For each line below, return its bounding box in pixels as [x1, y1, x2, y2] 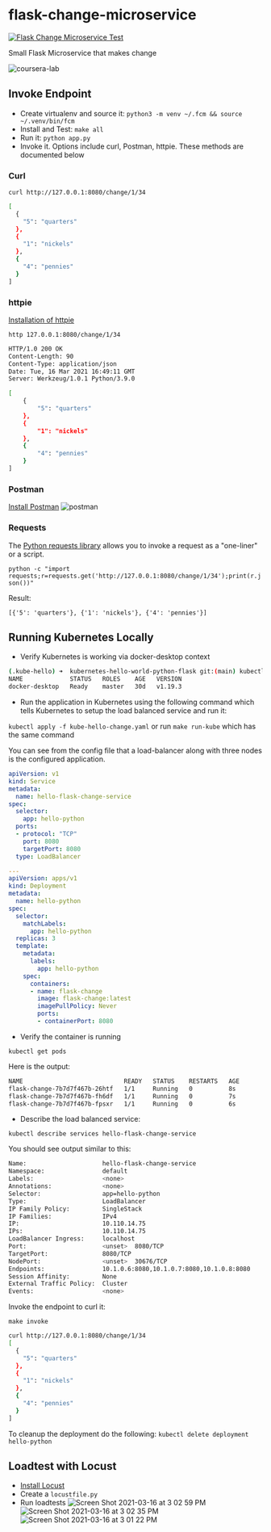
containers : [29, 980, 70, 988]
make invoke [8, 1318, 48, 1326]
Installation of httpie [8, 315, 75, 325]
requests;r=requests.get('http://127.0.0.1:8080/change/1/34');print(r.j [8, 572, 262, 580]
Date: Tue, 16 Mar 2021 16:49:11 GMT [8, 367, 135, 376]
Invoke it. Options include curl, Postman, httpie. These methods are [19, 141, 244, 151]
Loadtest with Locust [8, 1459, 117, 1473]
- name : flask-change [29, 987, 103, 995]
